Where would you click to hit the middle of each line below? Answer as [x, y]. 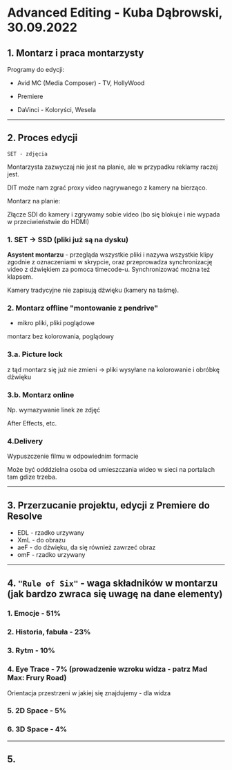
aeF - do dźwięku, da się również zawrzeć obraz [86, 547]
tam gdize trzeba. [32, 477]
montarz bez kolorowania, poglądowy [60, 336]
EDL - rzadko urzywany [51, 533]
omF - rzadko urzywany [51, 555]
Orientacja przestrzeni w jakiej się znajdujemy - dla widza [89, 693]
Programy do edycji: [36, 70]
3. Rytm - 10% [31, 650]
